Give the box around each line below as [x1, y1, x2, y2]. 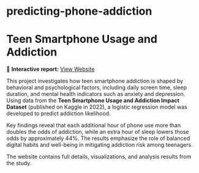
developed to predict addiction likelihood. [6, 110, 111, 117]
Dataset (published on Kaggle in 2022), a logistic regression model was [6, 103, 188, 111]
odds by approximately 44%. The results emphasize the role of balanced [6, 134, 190, 142]
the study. [6, 160, 32, 167]
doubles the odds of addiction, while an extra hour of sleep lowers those [6, 128, 189, 136]
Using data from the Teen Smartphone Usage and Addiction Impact [6, 97, 179, 105]
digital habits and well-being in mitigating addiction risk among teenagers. [6, 141, 193, 149]
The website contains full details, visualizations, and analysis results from [6, 153, 192, 160]
